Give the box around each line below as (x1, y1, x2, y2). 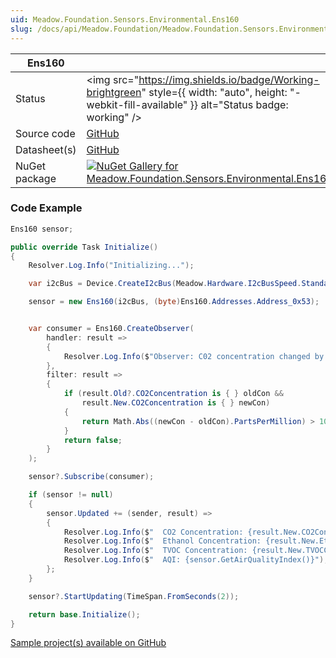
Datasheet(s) (15, 142, 77, 156)
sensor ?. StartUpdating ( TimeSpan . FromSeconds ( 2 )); (28, 591, 240, 601)
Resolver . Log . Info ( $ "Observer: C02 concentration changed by (63, 351, 325, 361)
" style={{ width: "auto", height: (141, 85, 288, 99)
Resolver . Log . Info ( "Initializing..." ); (28, 261, 195, 271)
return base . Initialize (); (28, 609, 141, 620)
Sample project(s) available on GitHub (10, 637, 167, 649)
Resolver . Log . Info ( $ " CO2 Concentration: (63, 527, 244, 537)
